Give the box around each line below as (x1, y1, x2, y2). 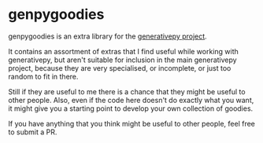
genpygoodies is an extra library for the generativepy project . (8, 31, 207, 41)
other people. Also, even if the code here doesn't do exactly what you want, (8, 95, 254, 104)
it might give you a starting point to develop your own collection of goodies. (8, 104, 254, 113)
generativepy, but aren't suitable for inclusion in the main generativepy (8, 55, 238, 64)
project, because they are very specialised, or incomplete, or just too (8, 63, 232, 72)
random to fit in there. (8, 71, 79, 81)
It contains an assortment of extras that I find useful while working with (8, 46, 239, 56)
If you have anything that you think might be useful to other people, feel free (8, 119, 256, 128)
